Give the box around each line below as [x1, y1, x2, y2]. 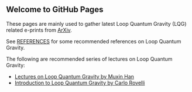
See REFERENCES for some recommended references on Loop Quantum [6, 38, 181, 45]
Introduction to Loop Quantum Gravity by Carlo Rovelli [14, 79, 145, 86]
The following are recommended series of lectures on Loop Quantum [6, 55, 173, 62]
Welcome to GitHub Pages [6, 5, 104, 15]
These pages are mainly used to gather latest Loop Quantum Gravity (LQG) [6, 20, 187, 27]
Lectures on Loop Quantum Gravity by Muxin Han [14, 73, 135, 80]
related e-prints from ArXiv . [6, 26, 72, 33]
